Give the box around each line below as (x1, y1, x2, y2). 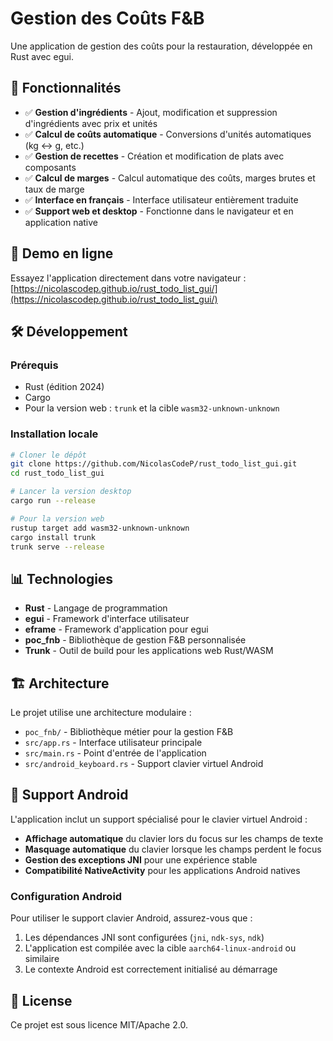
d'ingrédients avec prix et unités (24, 117, 158, 129)
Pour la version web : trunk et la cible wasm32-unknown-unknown (24, 402, 280, 414)
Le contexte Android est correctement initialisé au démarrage (24, 963, 278, 976)
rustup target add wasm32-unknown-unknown (10, 523, 190, 533)
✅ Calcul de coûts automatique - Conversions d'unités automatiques (24, 128, 312, 140)
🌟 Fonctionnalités (10, 80, 122, 97)
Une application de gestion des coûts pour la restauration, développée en (10, 40, 313, 52)
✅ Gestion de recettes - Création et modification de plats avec (24, 150, 285, 162)
